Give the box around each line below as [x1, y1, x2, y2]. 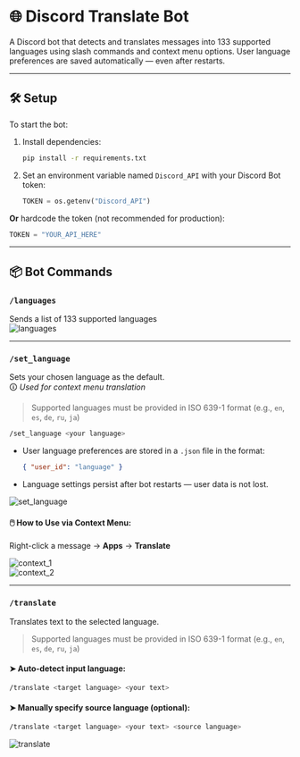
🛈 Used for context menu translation [9, 382, 146, 392]
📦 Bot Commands [9, 264, 113, 279]
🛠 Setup [9, 91, 58, 106]
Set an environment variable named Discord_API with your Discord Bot [21, 170, 281, 181]
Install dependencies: [21, 136, 102, 147]
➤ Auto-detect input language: [9, 663, 127, 674]
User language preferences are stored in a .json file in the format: [21, 445, 265, 457]
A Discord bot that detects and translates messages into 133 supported [9, 36, 271, 46]
